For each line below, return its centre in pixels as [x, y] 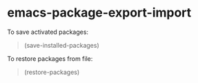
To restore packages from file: [50, 58]
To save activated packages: [48, 32]
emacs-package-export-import [99, 13]
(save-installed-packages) [62, 45]
